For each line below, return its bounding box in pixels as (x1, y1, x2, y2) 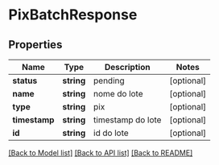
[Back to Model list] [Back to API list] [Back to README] (8, 148, 193, 158)
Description (104, 62, 151, 72)
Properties (8, 38, 63, 52)
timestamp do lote (93, 114, 162, 126)
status (12, 75, 38, 86)
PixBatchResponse (8, 6, 138, 24)
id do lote (93, 127, 129, 138)
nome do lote (93, 89, 143, 99)
